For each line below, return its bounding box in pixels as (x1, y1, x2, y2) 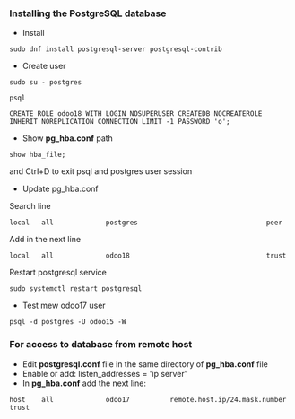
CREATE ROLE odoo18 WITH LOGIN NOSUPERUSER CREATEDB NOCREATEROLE (9, 109, 263, 118)
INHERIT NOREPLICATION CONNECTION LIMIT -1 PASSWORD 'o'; (9, 118, 230, 127)
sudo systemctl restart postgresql (9, 284, 143, 293)
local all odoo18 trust (9, 251, 287, 260)
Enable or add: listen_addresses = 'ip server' (22, 368, 187, 379)
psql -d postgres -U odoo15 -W (9, 318, 126, 327)
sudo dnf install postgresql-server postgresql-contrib (9, 45, 222, 54)
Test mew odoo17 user (22, 300, 106, 311)
